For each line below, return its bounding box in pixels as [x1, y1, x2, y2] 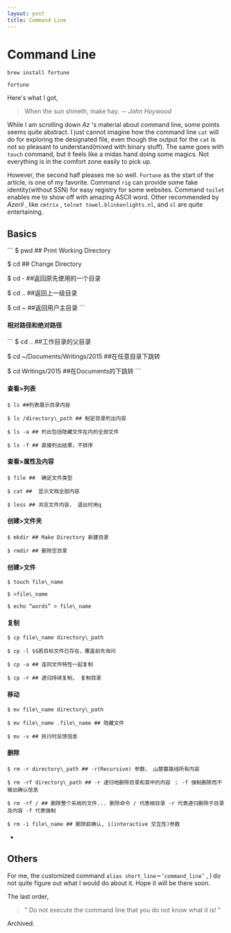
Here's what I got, [7, 94, 58, 102]
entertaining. [7, 208, 44, 216]
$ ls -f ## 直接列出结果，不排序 [7, 442, 94, 448]
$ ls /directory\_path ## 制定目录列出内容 [7, 414, 127, 422]
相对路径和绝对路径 [7, 321, 62, 329]
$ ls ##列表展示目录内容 [7, 401, 71, 408]
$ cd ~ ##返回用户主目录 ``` [7, 303, 85, 312]
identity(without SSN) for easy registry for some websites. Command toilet [7, 185, 225, 194]
